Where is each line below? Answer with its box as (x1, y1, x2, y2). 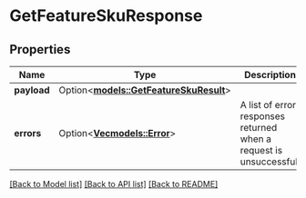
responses (240, 110, 285, 123)
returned (240, 122, 278, 134)
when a (240, 133, 271, 145)
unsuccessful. (240, 155, 301, 168)
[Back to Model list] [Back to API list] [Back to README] (9, 179, 219, 189)
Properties (9, 42, 71, 57)
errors (14, 127, 42, 139)
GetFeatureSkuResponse (9, 5, 203, 26)
